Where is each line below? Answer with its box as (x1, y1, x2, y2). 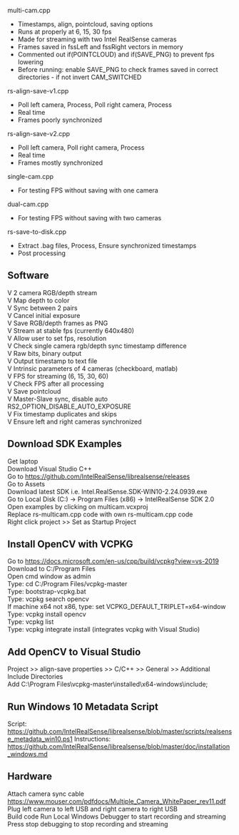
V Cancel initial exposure (7, 311, 81, 319)
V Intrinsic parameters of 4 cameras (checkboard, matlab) (7, 364, 178, 373)
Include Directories (7, 672, 63, 681)
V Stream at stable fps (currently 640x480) (7, 326, 134, 334)
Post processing (17, 249, 66, 257)
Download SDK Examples (7, 438, 123, 450)
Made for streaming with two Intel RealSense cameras (17, 35, 177, 43)
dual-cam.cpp (7, 200, 49, 208)
